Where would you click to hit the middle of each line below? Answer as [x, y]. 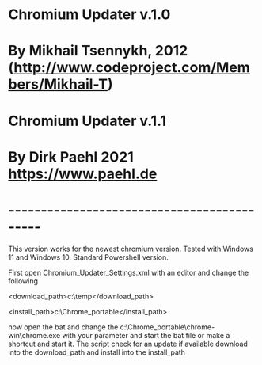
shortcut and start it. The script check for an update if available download [128, 344]
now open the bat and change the [63, 327]
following [23, 281]
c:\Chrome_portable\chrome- [167, 327]
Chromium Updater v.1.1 [87, 121]
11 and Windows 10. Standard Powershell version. [88, 257]
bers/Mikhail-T [58, 84]
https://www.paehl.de [83, 174]
